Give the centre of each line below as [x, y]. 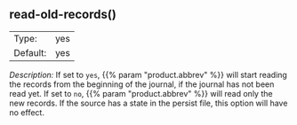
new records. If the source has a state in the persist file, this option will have [148, 103]
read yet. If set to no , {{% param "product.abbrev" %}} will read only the [141, 93]
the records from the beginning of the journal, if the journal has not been [142, 84]
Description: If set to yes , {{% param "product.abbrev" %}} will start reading [148, 74]
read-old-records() [63, 15]
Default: [30, 52]
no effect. [27, 112]
